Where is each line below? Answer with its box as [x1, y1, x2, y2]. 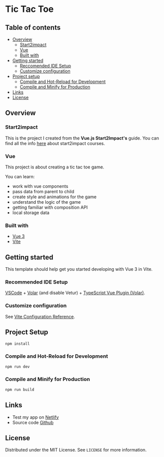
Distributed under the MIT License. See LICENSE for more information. [5, 447, 147, 453]
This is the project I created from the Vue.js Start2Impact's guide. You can [5, 135, 159, 141]
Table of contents [5, 23, 61, 32]
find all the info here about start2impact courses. [5, 140, 105, 146]
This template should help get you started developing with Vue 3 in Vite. [5, 266, 153, 272]
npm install [5, 341, 30, 346]
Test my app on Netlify [12, 414, 59, 420]
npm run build [5, 387, 35, 392]
